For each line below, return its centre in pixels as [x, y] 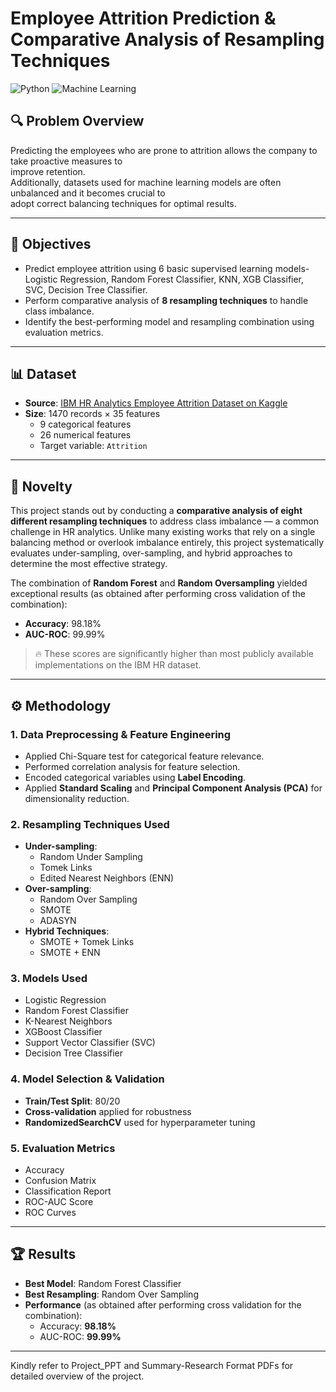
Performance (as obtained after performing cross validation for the [163, 1304]
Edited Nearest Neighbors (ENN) [107, 878]
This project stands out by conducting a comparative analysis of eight [156, 511]
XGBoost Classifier [63, 1032]
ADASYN [58, 921]
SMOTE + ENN [70, 953]
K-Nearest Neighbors [68, 1021]
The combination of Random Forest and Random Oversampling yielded [159, 583]
